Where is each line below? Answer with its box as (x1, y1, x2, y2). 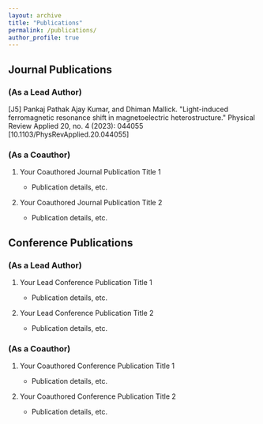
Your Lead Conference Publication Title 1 (19, 277, 152, 287)
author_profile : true (8, 33, 80, 42)
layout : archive (8, 11, 62, 20)
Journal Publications (8, 62, 113, 76)
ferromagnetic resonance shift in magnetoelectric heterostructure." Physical (8, 112, 255, 122)
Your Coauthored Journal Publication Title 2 (19, 198, 163, 208)
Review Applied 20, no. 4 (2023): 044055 (8, 121, 144, 130)
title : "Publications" (8, 19, 83, 27)
